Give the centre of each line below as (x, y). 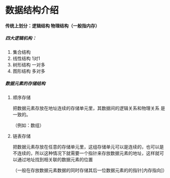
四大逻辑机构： (21, 38)
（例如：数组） (28, 125)
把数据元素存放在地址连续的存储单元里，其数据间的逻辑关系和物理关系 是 (89, 108)
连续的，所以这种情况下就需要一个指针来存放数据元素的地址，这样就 (88, 153)
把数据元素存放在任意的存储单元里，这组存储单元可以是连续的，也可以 (86, 147)
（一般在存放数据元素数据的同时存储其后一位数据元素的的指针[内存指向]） (90, 170)
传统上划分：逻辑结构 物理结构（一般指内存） (53, 25)
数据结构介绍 (32, 10)
